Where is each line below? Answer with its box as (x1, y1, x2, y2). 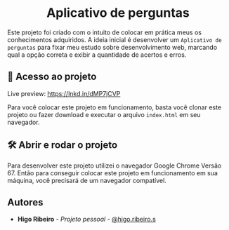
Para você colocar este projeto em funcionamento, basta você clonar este (7, 103, 222, 111)
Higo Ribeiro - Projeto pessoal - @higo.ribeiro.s (17, 215, 156, 224)
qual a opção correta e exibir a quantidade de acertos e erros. (7, 50, 187, 59)
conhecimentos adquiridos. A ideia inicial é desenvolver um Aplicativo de (7, 35, 223, 43)
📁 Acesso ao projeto (7, 71, 97, 83)
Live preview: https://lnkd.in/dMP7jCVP (7, 89, 121, 97)
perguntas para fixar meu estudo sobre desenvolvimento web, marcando (7, 43, 218, 51)
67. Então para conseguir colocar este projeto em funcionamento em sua (7, 168, 218, 177)
